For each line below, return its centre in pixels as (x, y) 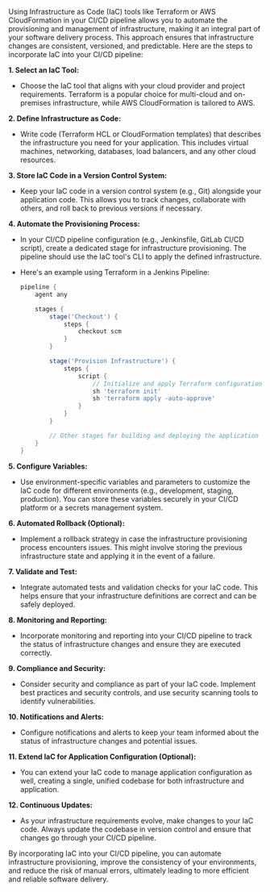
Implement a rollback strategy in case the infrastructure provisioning (133, 539)
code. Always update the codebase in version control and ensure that (135, 829)
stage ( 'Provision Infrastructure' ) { (112, 361)
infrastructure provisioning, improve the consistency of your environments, (133, 861)
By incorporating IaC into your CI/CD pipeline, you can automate (115, 853)
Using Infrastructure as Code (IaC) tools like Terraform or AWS (112, 12)
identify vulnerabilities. (58, 701)
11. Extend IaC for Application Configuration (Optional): (102, 757)
